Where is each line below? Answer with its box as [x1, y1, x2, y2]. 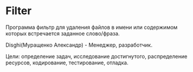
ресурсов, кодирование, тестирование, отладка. [5, 59, 129, 66]
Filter [5, 4, 32, 18]
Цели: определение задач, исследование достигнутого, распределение [5, 53, 188, 60]
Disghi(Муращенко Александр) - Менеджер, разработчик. [5, 41, 153, 48]
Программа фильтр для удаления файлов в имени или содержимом [5, 24, 178, 31]
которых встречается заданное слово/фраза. [5, 30, 120, 37]
